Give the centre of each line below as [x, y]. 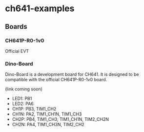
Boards [16, 27]
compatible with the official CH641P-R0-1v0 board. [56, 80]
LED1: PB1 [22, 99]
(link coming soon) [24, 89]
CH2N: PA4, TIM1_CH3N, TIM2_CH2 [48, 125]
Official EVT [17, 51]
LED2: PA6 [23, 104]
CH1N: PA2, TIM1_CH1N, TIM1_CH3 [47, 114]
